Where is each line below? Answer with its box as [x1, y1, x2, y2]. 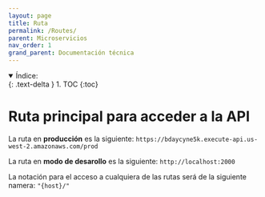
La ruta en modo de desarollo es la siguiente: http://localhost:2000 [8, 156, 235, 166]
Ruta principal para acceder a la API [8, 107, 251, 126]
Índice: [15, 71, 38, 80]
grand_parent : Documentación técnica [8, 49, 135, 57]
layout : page [8, 11, 52, 20]
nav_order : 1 [8, 42, 52, 50]
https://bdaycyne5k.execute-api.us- [135, 135, 259, 143]
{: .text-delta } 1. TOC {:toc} [8, 79, 98, 89]
